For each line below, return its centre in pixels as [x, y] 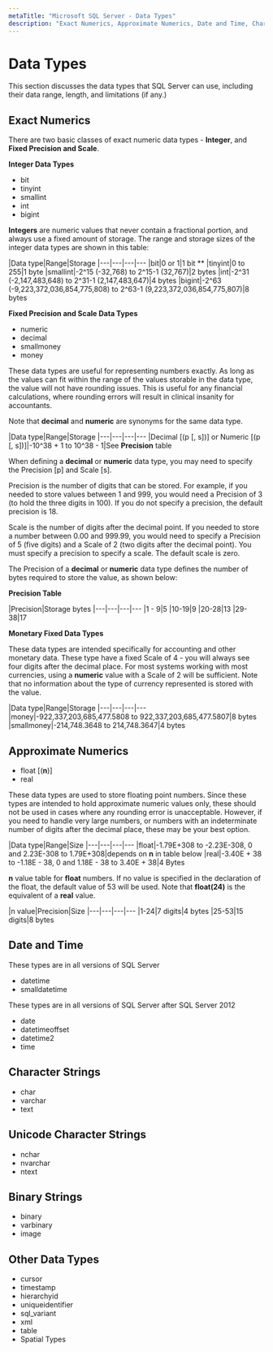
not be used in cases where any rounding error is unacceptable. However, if [135, 812]
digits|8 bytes [31, 920]
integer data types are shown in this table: [79, 248]
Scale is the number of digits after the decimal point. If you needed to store [134, 527]
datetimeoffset [45, 1029]
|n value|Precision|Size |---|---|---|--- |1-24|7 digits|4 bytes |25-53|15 [126, 912]
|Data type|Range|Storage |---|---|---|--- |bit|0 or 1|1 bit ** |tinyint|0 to [127, 263]
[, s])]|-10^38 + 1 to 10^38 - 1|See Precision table [90, 446]
